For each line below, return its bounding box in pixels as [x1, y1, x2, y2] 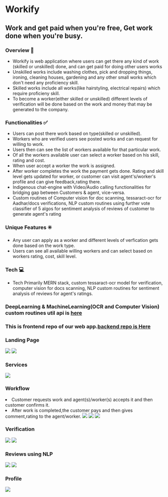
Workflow [5, 385, 30, 392]
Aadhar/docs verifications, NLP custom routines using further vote [12, 201, 150, 207]
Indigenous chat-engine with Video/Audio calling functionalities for [12, 184, 151, 190]
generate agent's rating [12, 211, 61, 217]
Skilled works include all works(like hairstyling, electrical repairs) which [12, 85, 160, 91]
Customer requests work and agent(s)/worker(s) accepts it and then [12, 396, 153, 403]
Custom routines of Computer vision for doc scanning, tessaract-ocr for [12, 195, 162, 201]
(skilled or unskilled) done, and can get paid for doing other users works [12, 63, 162, 69]
